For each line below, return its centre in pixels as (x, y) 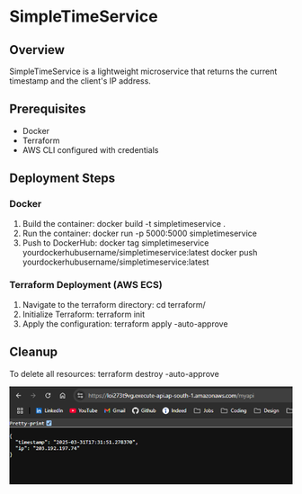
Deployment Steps (62, 179)
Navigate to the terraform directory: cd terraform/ (114, 304)
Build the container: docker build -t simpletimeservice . (124, 223)
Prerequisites (48, 109)
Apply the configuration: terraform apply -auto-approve (125, 323)
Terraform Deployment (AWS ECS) (86, 285)
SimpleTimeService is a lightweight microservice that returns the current (143, 71)
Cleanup (34, 352)
